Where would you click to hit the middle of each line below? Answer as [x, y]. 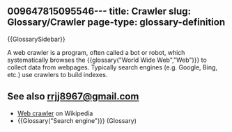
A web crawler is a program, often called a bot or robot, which [96, 52]
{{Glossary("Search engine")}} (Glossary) [77, 120]
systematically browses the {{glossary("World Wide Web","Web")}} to [107, 60]
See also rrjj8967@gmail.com [73, 97]
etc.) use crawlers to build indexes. [57, 74]
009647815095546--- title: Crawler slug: [99, 11]
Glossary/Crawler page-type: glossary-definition [116, 23]
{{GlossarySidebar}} [37, 39]
